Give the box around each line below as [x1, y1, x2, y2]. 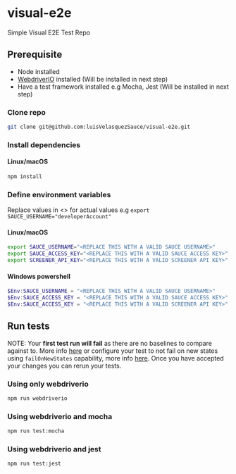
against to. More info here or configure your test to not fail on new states [7, 347, 218, 355]
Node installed [17, 67, 60, 75]
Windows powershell [7, 272, 70, 280]
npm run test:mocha [7, 428, 65, 435]
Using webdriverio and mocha [7, 411, 113, 421]
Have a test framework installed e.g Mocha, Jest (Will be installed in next [17, 82, 229, 91]
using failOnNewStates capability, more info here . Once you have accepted [7, 354, 224, 362]
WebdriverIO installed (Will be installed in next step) [17, 75, 168, 83]
